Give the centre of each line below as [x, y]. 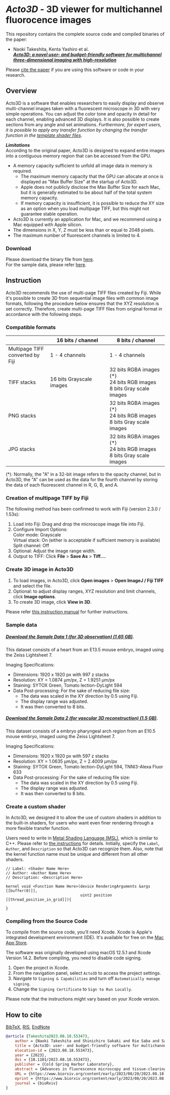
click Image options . [35, 596]
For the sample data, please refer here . [46, 265]
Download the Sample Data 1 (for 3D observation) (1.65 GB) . [70, 637]
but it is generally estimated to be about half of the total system [86, 192]
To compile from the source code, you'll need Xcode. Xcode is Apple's [79, 932]
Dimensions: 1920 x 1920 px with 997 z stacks [61, 674]
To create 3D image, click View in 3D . [52, 602]
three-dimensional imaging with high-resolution [65, 60]
